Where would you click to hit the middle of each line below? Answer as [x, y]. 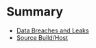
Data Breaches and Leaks [53, 30]
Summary [35, 12]
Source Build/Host [42, 37]
